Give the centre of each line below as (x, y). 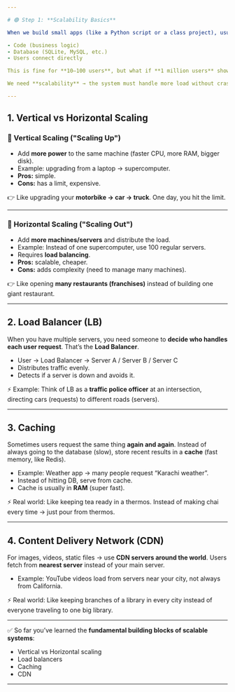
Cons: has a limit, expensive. (59, 183)
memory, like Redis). (37, 459)
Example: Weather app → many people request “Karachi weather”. (113, 473)
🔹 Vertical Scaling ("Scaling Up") (64, 138)
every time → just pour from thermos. (61, 512)
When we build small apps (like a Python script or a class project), (112, 32)
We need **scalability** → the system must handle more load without (111, 84)
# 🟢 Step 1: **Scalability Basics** (62, 20)
